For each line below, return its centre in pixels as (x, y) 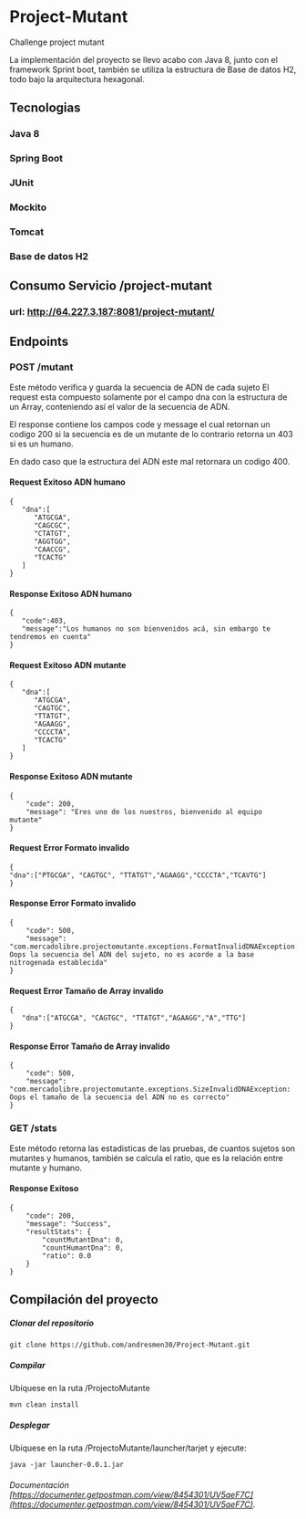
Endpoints (39, 341)
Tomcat (26, 232)
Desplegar (30, 1425)
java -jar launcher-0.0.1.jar (67, 1465)
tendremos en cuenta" (51, 637)
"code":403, (44, 621)
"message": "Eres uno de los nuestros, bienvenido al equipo (144, 812)
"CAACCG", (52, 550)
